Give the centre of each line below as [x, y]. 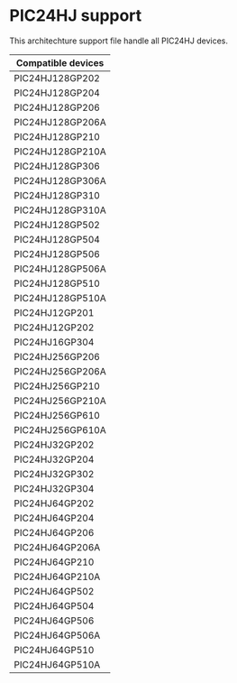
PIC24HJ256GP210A [60, 401]
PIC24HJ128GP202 [57, 78]
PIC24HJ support [76, 16]
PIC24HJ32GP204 [54, 459]
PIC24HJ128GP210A [60, 152]
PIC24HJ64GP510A [57, 664]
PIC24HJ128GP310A [60, 210]
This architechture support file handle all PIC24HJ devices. [118, 41]
